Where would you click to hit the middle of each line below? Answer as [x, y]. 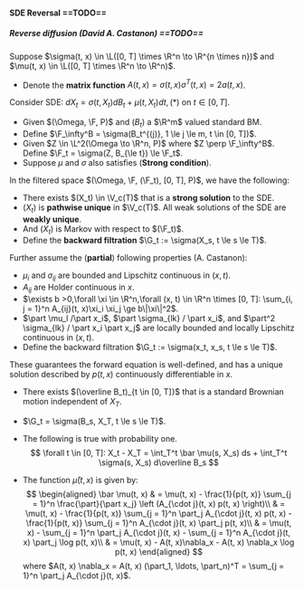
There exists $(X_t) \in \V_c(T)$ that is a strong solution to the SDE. [148, 197]
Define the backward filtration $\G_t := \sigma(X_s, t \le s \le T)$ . [144, 241]
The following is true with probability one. [100, 438]
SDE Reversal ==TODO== [58, 13]
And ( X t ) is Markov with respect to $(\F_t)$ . [103, 229]
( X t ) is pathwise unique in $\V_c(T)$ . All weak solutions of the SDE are [154, 208]
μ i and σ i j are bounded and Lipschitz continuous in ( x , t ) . [127, 276]
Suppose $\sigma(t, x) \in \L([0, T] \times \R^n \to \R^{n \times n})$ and [142, 56]
